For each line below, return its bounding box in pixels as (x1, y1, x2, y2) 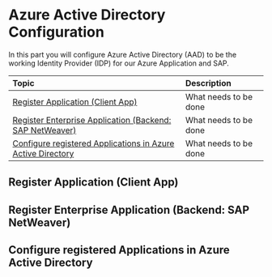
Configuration (8, 23, 105, 41)
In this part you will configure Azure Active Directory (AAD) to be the (8, 49, 237, 59)
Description (185, 77, 232, 88)
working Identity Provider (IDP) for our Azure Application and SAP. (8, 58, 229, 68)
